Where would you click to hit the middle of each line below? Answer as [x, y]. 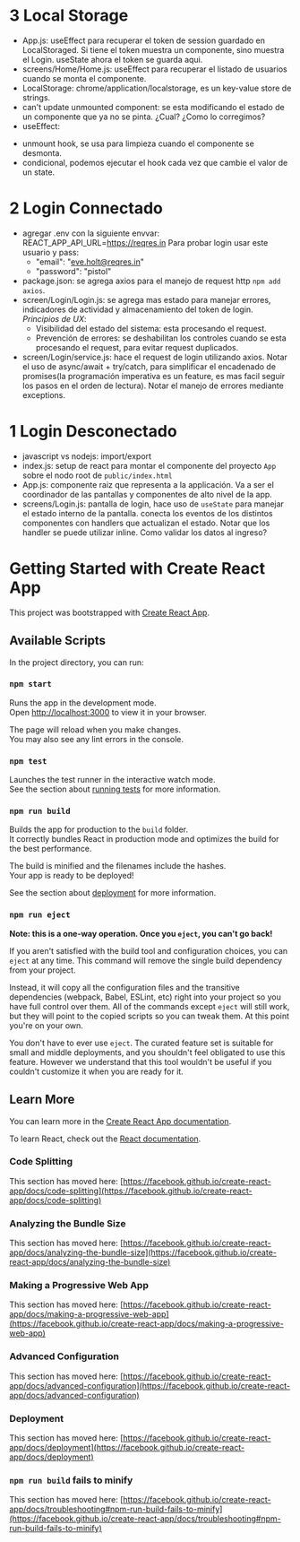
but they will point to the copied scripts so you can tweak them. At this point [149, 1016]
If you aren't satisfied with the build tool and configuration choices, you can [149, 950]
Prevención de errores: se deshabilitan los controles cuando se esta [161, 338]
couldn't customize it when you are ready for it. [96, 1071]
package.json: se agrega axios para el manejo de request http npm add [151, 281]
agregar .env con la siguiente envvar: [91, 233]
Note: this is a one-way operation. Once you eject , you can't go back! [141, 933]
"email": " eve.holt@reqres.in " [90, 262]
